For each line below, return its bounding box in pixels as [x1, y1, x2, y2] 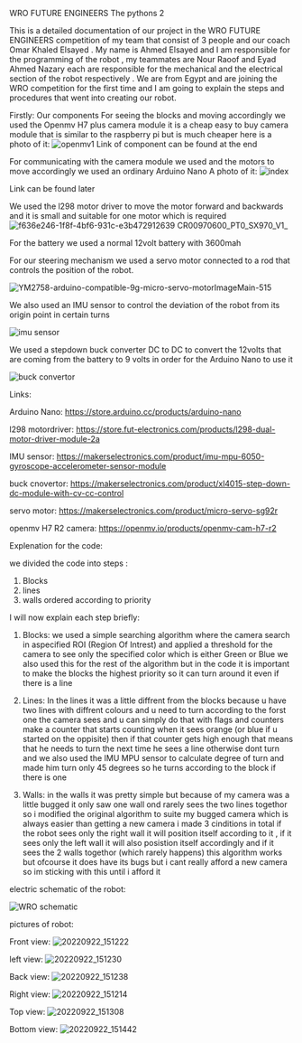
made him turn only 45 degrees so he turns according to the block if [22, 763, 277, 773]
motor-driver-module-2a [9, 434, 101, 444]
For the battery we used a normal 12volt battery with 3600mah [9, 238, 242, 248]
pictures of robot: [9, 919, 74, 929]
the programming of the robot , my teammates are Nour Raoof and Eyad [9, 54, 277, 64]
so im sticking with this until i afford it [22, 867, 160, 877]
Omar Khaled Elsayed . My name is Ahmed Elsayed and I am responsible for [9, 44, 290, 55]
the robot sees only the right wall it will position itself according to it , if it [22, 828, 292, 839]
